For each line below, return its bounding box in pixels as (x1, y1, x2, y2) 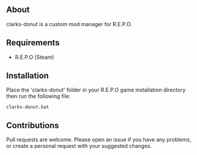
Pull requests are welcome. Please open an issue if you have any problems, (6, 136, 192, 143)
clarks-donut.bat (6, 104, 50, 110)
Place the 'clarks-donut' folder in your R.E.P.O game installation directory (6, 86, 186, 94)
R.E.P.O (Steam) (14, 53, 54, 61)
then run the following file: (6, 93, 70, 100)
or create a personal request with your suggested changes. (6, 143, 152, 150)
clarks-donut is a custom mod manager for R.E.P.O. (6, 20, 133, 27)
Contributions (6, 120, 59, 130)
